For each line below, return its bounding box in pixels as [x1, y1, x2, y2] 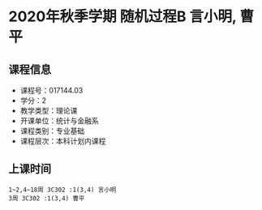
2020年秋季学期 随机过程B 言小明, [8, 7, 237, 26]
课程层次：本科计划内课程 [19, 136, 106, 146]
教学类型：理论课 [19, 106, 78, 115]
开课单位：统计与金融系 [19, 116, 99, 126]
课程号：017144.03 [19, 86, 84, 95]
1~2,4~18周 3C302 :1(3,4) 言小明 [8, 186, 117, 194]
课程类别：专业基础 [19, 126, 85, 135]
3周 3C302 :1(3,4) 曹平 [8, 194, 85, 203]
